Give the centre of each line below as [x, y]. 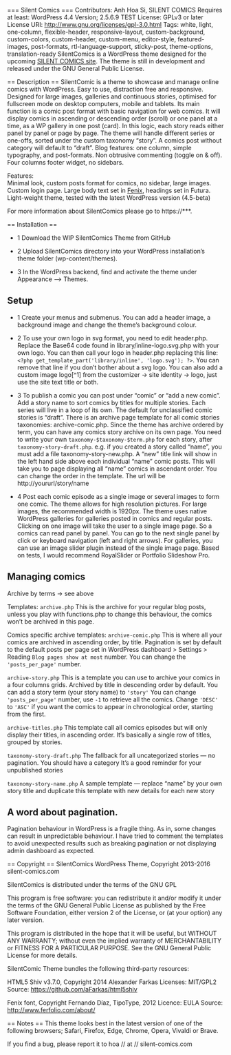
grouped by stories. [35, 742]
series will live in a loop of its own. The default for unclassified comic [115, 410]
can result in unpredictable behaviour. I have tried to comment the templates [115, 836]
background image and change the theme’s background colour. [107, 325]
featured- [191, 39]
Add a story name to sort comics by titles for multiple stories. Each [111, 402]
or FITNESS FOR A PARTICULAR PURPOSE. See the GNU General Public [109, 948]
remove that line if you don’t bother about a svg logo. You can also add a [120, 367]
